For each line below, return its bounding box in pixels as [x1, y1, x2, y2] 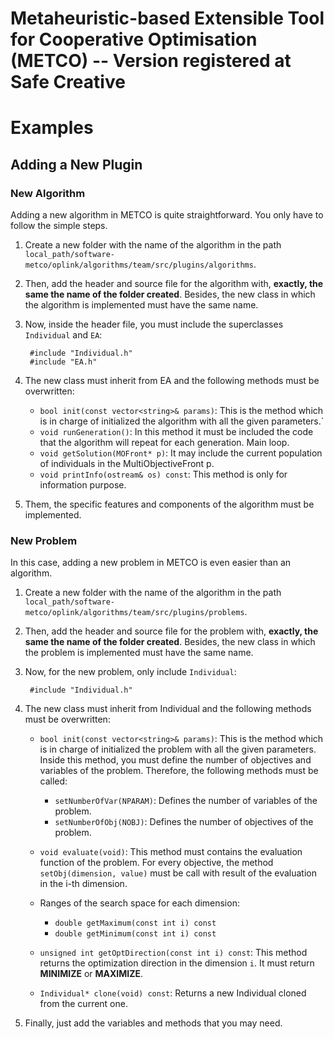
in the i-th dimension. [39, 878, 128, 890]
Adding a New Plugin [10, 156, 143, 173]
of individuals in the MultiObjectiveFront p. [39, 458, 215, 470]
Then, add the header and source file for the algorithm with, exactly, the [24, 278, 324, 290]
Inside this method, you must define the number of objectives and [39, 754, 312, 766]
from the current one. [39, 998, 128, 1010]
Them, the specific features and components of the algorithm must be [24, 498, 315, 511]
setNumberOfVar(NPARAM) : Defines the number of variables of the [54, 795, 318, 807]
